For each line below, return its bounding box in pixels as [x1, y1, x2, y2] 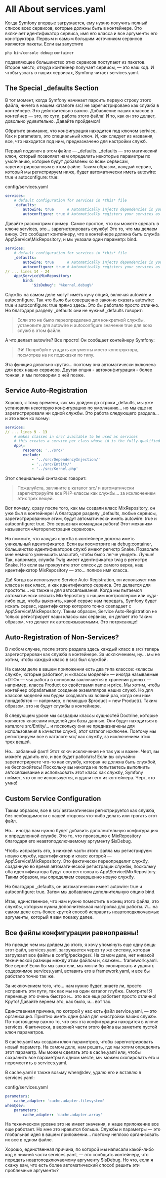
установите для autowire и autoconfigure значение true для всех [17, 323, 153, 328]
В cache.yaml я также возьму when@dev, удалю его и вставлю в [5, 1070, 142, 1075]
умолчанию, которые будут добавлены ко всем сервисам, [5, 158, 129, 164]
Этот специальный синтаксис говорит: [5, 475, 87, 481]
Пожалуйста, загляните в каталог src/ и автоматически [17, 485, 134, 491]
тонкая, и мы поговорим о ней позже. [5, 372, 85, 378]
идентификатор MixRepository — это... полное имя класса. [5, 567, 129, 573]
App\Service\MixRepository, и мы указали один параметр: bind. [5, 236, 138, 242]
